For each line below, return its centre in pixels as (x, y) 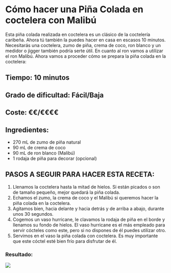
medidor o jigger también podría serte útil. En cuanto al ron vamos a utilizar (84, 51)
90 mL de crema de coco (39, 147)
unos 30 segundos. (33, 214)
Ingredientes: (27, 130)
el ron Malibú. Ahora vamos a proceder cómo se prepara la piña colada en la (86, 56)
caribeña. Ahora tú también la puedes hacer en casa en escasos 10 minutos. (86, 40)
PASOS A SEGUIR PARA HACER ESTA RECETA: (80, 175)
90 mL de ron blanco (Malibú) (44, 153)
